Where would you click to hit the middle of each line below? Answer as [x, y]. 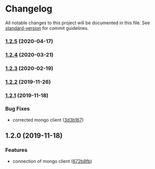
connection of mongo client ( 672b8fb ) [52, 161]
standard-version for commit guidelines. [47, 28]
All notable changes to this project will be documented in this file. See [78, 23]
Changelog [29, 9]
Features [16, 150]
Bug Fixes [18, 109]
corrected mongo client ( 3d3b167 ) [48, 120]
